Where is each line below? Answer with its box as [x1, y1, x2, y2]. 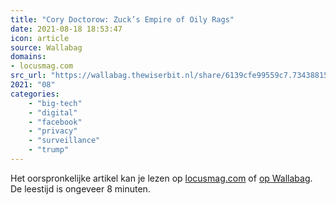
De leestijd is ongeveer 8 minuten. [10, 182, 151, 195]
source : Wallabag [10, 42, 83, 53]
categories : [10, 89, 60, 99]
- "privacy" [28, 126, 78, 136]
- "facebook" [28, 117, 83, 127]
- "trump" [28, 145, 70, 155]
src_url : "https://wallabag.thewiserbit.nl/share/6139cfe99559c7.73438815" [10, 71, 333, 81]
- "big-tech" [28, 98, 83, 108]
